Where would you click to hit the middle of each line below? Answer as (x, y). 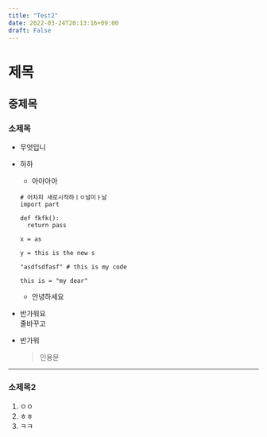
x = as (31, 239)
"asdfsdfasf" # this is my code (73, 267)
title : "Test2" (33, 15)
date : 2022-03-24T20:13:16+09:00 (64, 23)
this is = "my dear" (54, 281)
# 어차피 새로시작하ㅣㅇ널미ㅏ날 (63, 198)
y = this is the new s (57, 253)
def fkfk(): (39, 218)
